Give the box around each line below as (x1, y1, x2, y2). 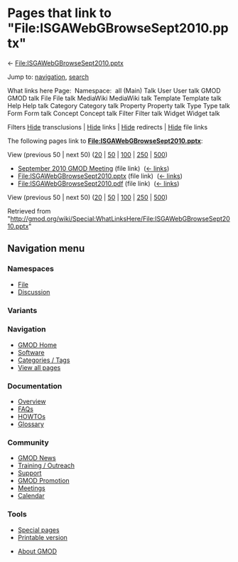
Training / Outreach (17, 461, 75, 470)
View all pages (17, 363, 61, 371)
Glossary (17, 420, 45, 428)
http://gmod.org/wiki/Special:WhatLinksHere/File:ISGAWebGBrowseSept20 (10, 214, 231, 223)
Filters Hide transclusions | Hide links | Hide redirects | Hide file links (7, 122, 208, 131)
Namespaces (7, 264, 55, 274)
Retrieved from (7, 206, 51, 215)
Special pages (17, 525, 60, 534)
